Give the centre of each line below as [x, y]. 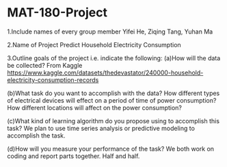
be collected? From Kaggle [45, 65]
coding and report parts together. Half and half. [74, 156]
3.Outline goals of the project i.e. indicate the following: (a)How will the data [114, 58]
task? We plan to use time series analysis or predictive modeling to [101, 128]
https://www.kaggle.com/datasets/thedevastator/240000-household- [105, 73]
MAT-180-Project [57, 13]
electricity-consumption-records [53, 79]
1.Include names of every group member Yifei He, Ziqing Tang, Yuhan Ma [110, 31]
